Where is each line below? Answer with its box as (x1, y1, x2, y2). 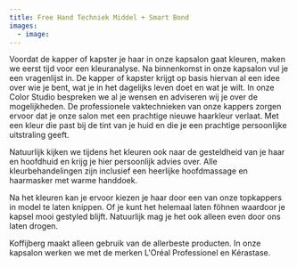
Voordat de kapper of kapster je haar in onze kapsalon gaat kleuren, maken (9, 54, 285, 65)
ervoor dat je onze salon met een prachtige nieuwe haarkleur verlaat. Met (9, 110, 279, 121)
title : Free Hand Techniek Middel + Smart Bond (9, 12, 190, 22)
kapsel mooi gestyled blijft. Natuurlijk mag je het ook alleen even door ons (9, 211, 281, 222)
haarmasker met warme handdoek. (9, 175, 138, 186)
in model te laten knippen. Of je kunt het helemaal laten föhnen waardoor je (9, 202, 285, 213)
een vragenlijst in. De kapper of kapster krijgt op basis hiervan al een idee (9, 73, 281, 84)
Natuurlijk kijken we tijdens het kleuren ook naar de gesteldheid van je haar (9, 147, 285, 158)
